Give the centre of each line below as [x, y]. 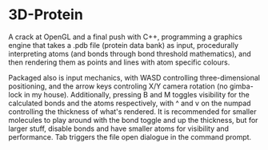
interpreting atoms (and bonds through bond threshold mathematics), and [130, 53]
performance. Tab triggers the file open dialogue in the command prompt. [130, 136]
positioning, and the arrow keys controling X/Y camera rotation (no [118, 86]
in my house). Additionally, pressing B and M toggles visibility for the [136, 94]
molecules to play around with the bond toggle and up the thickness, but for [133, 120]
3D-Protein [46, 15]
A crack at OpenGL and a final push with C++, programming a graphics [125, 37]
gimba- [241, 86]
